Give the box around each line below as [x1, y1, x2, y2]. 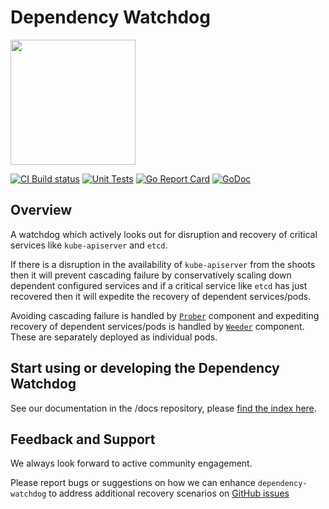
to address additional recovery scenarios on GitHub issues [48, 487, 290, 500]
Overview [10, 202, 73, 219]
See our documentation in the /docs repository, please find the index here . [10, 402, 317, 414]
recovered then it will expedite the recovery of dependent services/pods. [10, 290, 312, 302]
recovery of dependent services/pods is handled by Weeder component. [10, 320, 305, 332]
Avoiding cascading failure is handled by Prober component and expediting [10, 309, 320, 321]
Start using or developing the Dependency [10, 360, 280, 377]
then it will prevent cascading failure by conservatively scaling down [10, 269, 292, 281]
